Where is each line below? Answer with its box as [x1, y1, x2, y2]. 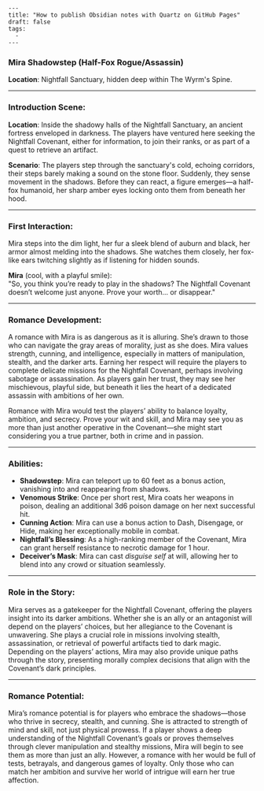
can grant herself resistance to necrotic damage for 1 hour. [19, 543, 210, 552]
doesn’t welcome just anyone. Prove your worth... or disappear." [8, 287, 216, 296]
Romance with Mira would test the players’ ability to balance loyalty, [8, 407, 228, 416]
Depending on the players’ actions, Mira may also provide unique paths [8, 647, 239, 656]
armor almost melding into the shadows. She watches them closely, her [8, 247, 240, 256]
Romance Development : [8, 314, 102, 325]
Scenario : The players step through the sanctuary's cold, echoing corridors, [8, 160, 255, 169]
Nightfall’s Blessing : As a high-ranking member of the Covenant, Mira [19, 535, 247, 544]
